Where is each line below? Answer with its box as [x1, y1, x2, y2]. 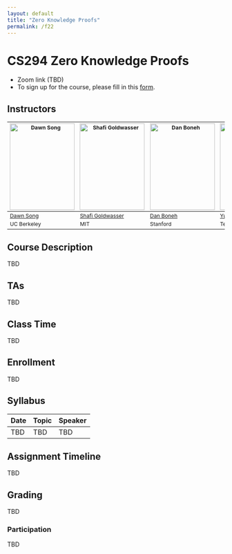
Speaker [58, 416, 87, 425]
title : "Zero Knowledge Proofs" [7, 17, 100, 24]
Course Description [7, 241, 93, 253]
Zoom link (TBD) [17, 75, 64, 84]
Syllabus [7, 395, 46, 407]
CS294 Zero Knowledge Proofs [7, 53, 189, 68]
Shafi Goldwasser [79, 212, 124, 219]
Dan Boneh [149, 212, 178, 219]
